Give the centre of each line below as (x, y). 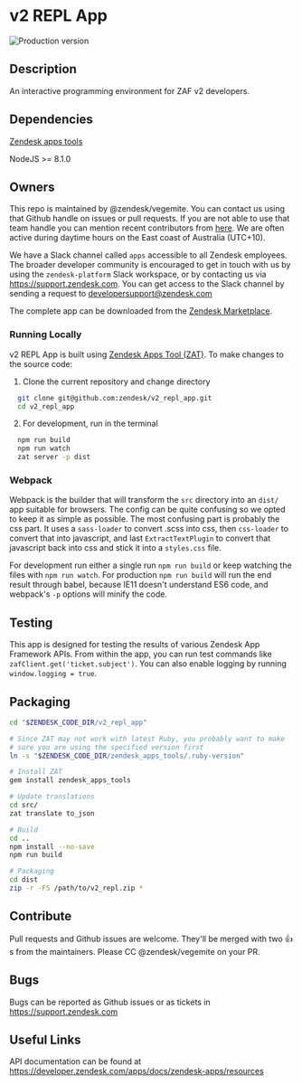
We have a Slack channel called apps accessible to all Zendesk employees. (148, 255)
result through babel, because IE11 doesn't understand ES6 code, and (139, 585)
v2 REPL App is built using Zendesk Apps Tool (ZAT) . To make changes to (147, 354)
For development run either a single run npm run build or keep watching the (151, 565)
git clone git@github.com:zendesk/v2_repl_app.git (115, 398)
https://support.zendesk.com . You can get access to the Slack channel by (147, 284)
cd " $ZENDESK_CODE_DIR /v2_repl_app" (78, 722)
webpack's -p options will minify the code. (88, 594)
